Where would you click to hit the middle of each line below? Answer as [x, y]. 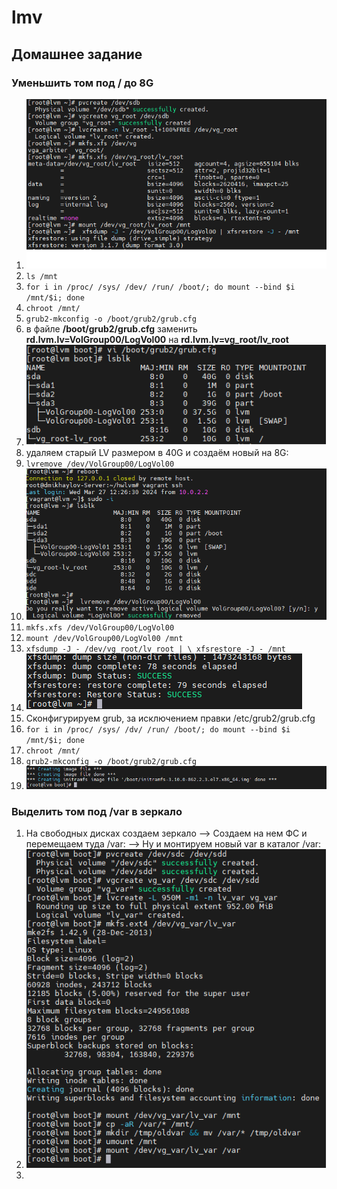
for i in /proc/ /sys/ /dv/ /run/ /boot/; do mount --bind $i [158, 730]
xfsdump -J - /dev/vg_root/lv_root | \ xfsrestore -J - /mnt [156, 649]
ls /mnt [41, 276]
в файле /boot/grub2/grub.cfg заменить [111, 328]
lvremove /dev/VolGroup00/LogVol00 [100, 464]
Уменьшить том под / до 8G [82, 83]
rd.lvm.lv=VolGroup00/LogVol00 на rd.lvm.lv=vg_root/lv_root [157, 339]
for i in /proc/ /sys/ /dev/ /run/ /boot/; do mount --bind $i [160, 287]
